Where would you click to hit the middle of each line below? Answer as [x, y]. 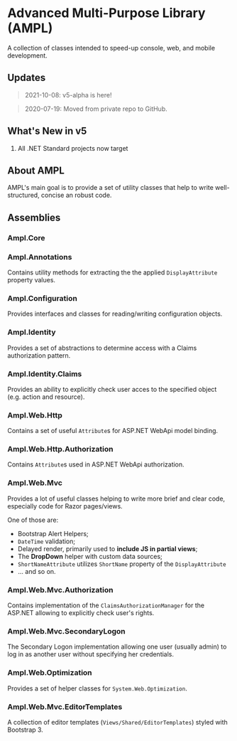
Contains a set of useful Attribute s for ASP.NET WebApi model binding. [113, 431]
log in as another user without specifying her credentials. [91, 654]
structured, [24, 195]
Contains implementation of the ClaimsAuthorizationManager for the [106, 605]
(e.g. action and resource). [46, 397]
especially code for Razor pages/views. [65, 506]
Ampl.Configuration [43, 298]
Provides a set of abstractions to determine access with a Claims [102, 348]
